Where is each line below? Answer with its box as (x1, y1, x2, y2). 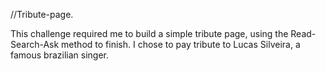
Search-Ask (10, 39, 60, 50)
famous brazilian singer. (10, 49, 109, 61)
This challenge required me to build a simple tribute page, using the (10, 28, 289, 39)
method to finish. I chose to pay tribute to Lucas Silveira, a (61, 39, 301, 50)
